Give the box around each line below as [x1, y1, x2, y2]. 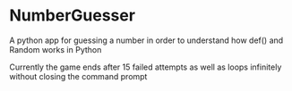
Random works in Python [9, 44, 102, 54]
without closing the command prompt [9, 70, 148, 81]
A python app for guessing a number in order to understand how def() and [9, 35, 284, 45]
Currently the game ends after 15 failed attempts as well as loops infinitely [9, 62, 282, 72]
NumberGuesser [9, 5, 136, 26]
